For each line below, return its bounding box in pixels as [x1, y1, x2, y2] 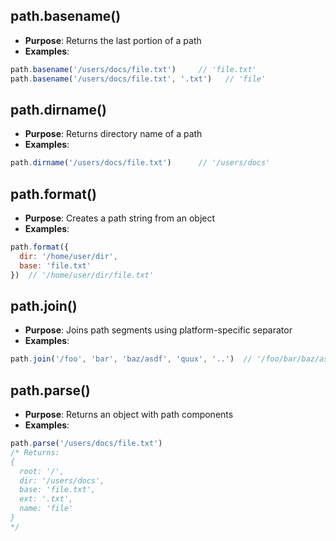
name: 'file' [19, 504, 74, 514]
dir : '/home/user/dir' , [19, 251, 118, 261]
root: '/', [19, 466, 65, 476]
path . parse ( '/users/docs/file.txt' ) [10, 439, 163, 449]
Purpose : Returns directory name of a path [24, 128, 203, 140]
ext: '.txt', [19, 494, 74, 504]
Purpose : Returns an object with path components [24, 409, 234, 421]
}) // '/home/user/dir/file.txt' [10, 270, 155, 280]
